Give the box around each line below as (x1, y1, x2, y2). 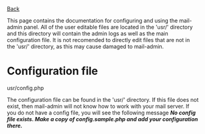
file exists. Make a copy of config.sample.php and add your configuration (7, 115, 198, 122)
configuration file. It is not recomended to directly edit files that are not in (7, 37, 190, 43)
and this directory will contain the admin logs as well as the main (7, 30, 169, 37)
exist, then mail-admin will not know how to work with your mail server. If (7, 102, 190, 110)
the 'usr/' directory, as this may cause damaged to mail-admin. (7, 43, 164, 50)
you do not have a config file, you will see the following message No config (7, 109, 196, 116)
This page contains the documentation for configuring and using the (7, 17, 178, 24)
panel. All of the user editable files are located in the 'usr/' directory (24, 24, 193, 30)
